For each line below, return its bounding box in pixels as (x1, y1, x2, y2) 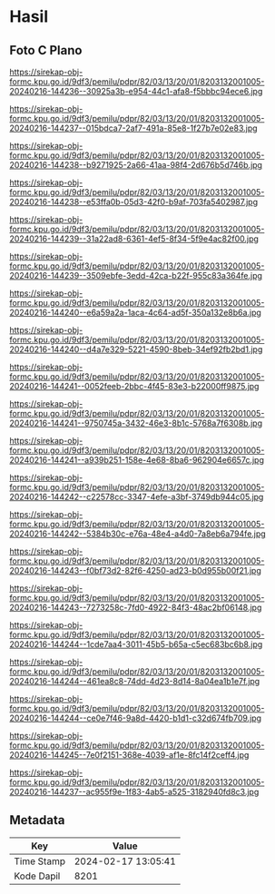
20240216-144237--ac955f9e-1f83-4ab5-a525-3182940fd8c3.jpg (9, 787, 260, 797)
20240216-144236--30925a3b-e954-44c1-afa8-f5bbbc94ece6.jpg (9, 86, 263, 96)
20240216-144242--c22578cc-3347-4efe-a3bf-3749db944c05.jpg (9, 492, 264, 502)
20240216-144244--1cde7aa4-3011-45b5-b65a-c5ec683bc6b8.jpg (9, 639, 263, 650)
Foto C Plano (9, 43, 83, 58)
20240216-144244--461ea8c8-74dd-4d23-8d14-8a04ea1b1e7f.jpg (9, 676, 260, 686)
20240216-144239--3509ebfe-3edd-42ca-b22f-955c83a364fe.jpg (9, 270, 263, 280)
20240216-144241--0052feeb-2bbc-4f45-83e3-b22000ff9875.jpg (9, 381, 260, 391)
